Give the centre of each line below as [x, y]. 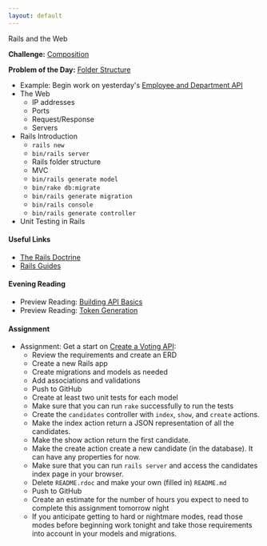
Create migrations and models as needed [100, 372]
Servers [45, 127]
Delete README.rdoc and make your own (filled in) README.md [129, 483]
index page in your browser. [78, 474]
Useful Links [30, 239]
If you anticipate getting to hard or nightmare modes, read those [137, 516]
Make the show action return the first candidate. [111, 440]
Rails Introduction [49, 136]
